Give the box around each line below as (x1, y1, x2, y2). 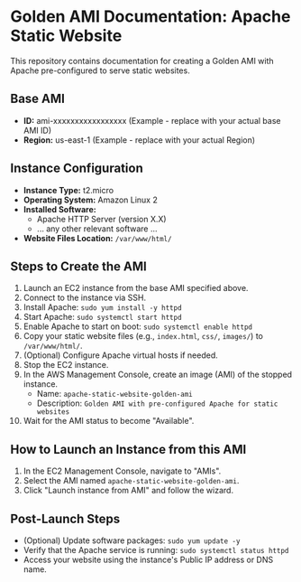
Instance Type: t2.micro (23, 184, 114, 195)
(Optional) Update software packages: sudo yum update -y (23, 535, 241, 546)
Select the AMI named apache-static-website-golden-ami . (23, 475, 240, 486)
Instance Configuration (10, 161, 143, 176)
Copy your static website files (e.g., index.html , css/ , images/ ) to (23, 331, 264, 342)
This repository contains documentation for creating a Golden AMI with (10, 55, 274, 66)
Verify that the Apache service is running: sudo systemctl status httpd (23, 545, 289, 555)
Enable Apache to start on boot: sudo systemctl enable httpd (23, 321, 253, 332)
